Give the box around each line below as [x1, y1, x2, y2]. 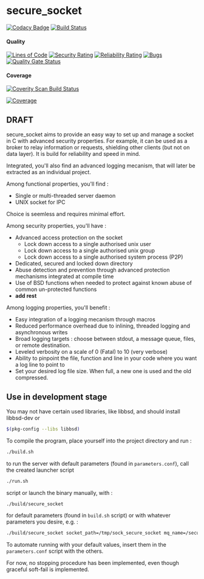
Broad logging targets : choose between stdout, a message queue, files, [15, 335, 196, 343]
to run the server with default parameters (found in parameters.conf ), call [6, 460, 189, 467]
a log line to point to [15, 361, 65, 368]
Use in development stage [6, 391, 107, 402]
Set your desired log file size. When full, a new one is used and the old [15, 368, 191, 375]
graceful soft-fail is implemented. [6, 566, 89, 573]
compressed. [15, 374, 49, 381]
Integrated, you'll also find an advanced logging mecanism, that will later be [6, 162, 195, 169]
